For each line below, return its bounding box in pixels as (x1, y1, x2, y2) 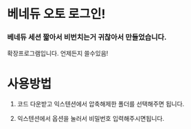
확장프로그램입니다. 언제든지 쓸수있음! (7, 49, 109, 58)
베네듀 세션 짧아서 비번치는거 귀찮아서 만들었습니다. (7, 32, 167, 42)
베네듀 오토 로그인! (7, 6, 106, 22)
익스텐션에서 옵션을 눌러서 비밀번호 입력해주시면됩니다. (16, 115, 165, 123)
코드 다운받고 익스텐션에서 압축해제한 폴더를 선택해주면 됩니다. (16, 100, 185, 108)
